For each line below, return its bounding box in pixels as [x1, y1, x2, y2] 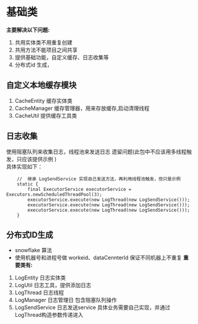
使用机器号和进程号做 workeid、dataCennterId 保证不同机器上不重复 [14, 254, 183, 262]
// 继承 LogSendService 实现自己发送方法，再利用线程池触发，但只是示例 [17, 176, 181, 182]
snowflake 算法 [14, 247, 52, 254]
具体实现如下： [6, 163, 43, 170]
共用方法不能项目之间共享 [14, 46, 78, 54]
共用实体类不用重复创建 [14, 39, 73, 46]
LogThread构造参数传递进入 [14, 312, 84, 319]
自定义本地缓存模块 [6, 80, 77, 90]
